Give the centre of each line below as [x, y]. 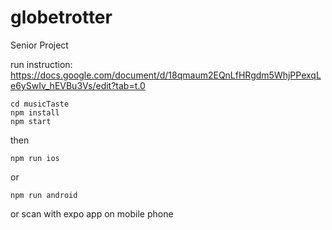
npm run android [44, 195]
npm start [31, 121]
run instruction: [41, 64]
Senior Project [39, 45]
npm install [35, 112]
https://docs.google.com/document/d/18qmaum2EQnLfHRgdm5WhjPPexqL [166, 75]
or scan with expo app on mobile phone [92, 213]
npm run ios [35, 158]
